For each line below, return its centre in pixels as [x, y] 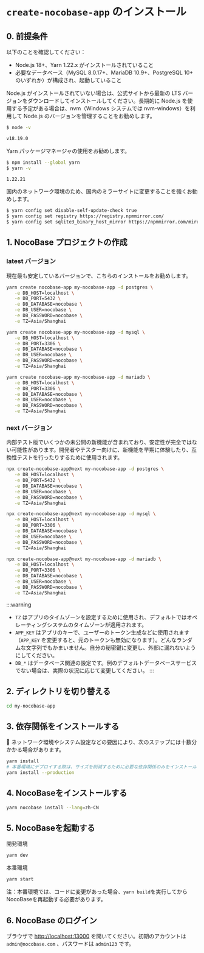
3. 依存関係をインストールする [63, 726]
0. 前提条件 [27, 36]
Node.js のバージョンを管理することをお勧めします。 [90, 116]
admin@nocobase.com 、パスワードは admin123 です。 [70, 943]
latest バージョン [31, 261]
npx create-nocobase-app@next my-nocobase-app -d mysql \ [81, 514]
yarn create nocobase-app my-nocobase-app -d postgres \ [80, 287]
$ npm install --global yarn [43, 162]
